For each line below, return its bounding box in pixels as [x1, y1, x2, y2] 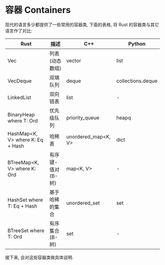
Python [128, 40, 146, 47]
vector [66, 57, 82, 64]
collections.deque [116, 77, 158, 84]
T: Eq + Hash [7, 202, 38, 209]
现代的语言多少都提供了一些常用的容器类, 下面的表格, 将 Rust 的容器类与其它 [5, 22, 160, 27]
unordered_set [66, 199, 100, 206]
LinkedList [7, 94, 31, 101]
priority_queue [66, 114, 100, 121]
